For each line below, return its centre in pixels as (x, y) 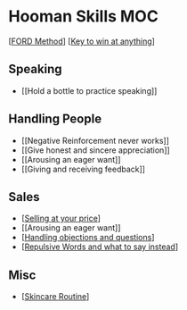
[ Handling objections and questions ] (88, 238)
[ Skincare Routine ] (55, 297)
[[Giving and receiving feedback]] (83, 169)
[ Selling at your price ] (61, 218)
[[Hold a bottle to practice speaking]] (89, 90)
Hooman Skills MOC (84, 17)
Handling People (55, 119)
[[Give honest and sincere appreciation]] (95, 150)
